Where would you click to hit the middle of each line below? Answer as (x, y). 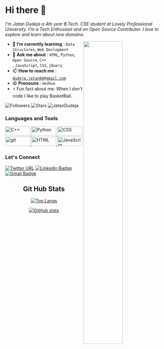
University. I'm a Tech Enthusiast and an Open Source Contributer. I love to (82, 29)
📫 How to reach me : (35, 70)
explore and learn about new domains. (45, 34)
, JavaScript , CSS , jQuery (37, 65)
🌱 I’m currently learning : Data (43, 44)
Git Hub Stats (44, 189)
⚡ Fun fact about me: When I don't (47, 88)
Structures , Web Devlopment (40, 49)
